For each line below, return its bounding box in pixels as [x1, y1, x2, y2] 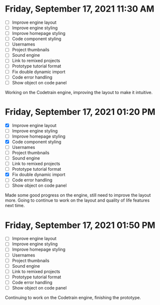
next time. [5, 203, 25, 209]
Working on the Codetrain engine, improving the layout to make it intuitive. [5, 89, 153, 95]
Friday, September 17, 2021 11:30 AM [5, 3, 155, 15]
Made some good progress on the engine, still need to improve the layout [5, 193, 151, 198]
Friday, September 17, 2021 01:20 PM [5, 106, 156, 117]
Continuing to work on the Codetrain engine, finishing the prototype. [5, 294, 141, 300]
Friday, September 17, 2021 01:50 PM [5, 220, 156, 231]
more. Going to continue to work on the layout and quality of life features [5, 197, 150, 203]
